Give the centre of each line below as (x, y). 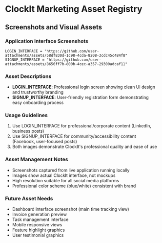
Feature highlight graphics (38, 230)
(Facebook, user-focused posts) (44, 142)
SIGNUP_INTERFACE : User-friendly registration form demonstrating (80, 97)
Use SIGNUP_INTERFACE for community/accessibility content (74, 136)
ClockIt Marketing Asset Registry (74, 9)
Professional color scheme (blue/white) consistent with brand (74, 186)
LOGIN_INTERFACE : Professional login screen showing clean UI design (83, 87)
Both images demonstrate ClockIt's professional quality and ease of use (84, 147)
